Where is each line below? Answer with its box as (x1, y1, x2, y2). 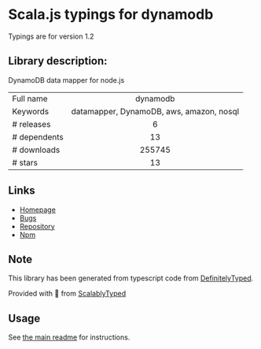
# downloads (12, 144, 61, 155)
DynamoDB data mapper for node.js (8, 75, 125, 84)
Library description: (8, 54, 108, 68)
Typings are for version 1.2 (8, 32, 94, 41)
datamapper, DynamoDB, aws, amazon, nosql (71, 106, 240, 117)
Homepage (19, 205, 57, 214)
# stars (12, 157, 38, 168)
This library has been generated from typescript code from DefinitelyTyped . (8, 273, 254, 283)
